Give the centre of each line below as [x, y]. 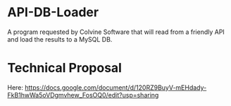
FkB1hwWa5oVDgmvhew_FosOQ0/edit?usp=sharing [83, 95]
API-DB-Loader [53, 12]
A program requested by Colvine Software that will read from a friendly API [116, 32]
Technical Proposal [64, 68]
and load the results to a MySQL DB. [60, 39]
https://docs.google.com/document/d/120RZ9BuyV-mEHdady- [115, 87]
